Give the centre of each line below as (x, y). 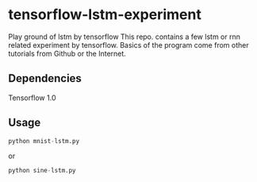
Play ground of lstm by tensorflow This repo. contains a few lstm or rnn (124, 37)
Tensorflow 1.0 (32, 98)
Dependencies (45, 78)
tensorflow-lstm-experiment (105, 15)
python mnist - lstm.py (44, 141)
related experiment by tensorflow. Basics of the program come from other (128, 45)
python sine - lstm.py (42, 171)
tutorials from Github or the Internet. (67, 53)
